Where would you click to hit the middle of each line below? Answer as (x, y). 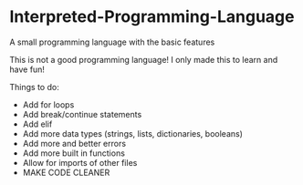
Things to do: (34, 87)
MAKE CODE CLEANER (66, 172)
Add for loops (48, 104)
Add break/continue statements (82, 114)
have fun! (27, 69)
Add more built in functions (74, 153)
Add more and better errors (74, 143)
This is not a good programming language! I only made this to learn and (144, 59)
